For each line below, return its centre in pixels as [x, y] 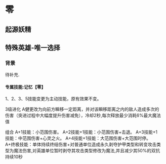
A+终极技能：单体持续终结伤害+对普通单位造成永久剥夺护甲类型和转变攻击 [81, 144]
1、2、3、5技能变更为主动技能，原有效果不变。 [53, 99]
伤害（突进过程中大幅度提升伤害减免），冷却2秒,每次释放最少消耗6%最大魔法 [83, 116]
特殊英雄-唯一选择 [33, 48]
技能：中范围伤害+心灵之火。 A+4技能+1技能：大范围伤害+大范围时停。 [78, 138]
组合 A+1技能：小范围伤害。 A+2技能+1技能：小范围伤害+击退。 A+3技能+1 [81, 132]
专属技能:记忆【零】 [25, 87]
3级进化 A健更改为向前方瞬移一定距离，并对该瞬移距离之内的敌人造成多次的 [82, 109]
